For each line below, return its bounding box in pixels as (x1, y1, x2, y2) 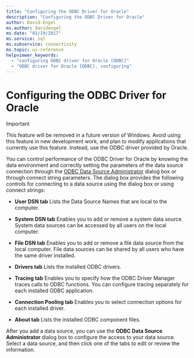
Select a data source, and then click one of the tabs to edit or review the (6, 340, 180, 347)
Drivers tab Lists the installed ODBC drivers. (14, 264, 122, 271)
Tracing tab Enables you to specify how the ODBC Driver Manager (14, 275, 175, 282)
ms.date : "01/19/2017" (6, 31, 61, 36)
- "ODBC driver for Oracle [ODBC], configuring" (11, 63, 132, 69)
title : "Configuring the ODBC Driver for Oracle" (6, 8, 130, 15)
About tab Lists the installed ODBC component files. (14, 316, 141, 323)
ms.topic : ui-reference (6, 47, 64, 53)
